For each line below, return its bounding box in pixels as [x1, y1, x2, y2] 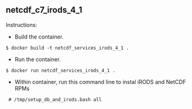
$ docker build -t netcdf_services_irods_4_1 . [6, 45, 130, 51]
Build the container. [14, 33, 64, 40]
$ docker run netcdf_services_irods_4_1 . [6, 67, 116, 73]
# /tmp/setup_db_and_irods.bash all [8, 96, 102, 103]
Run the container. [14, 55, 61, 63]
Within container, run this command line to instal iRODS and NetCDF [14, 78, 186, 85]
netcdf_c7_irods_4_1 [6, 5, 83, 15]
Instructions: [6, 21, 37, 28]
